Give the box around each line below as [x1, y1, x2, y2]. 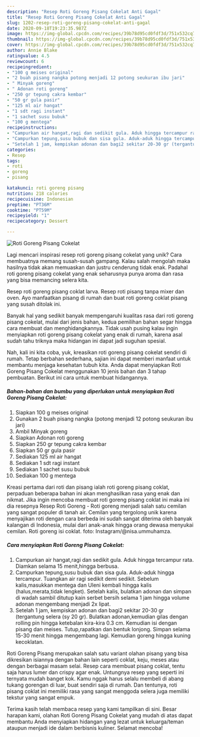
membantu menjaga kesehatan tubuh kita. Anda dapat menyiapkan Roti [7, 362, 182, 368]
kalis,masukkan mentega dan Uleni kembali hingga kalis [15, 581, 152, 589]
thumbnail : [7, 36, 34, 42]
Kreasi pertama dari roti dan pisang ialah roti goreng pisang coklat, [7, 483, 170, 491]
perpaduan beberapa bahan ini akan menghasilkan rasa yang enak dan [7, 489, 180, 496]
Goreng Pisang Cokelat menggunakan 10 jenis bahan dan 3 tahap [7, 368, 167, 375]
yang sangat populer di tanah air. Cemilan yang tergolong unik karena [7, 508, 177, 515]
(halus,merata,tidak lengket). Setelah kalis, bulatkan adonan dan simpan [15, 587, 192, 594]
